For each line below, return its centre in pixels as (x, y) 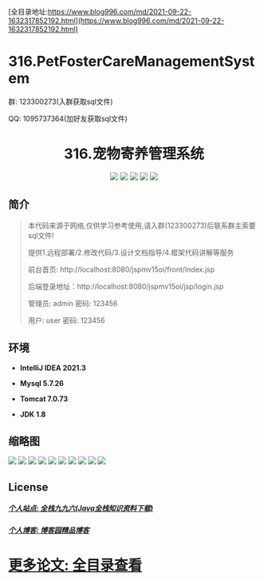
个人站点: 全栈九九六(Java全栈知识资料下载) (81, 508)
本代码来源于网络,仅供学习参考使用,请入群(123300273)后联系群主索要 (142, 225)
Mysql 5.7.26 (41, 383)
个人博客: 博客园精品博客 (49, 530)
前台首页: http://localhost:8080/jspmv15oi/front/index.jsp (121, 269)
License (28, 487)
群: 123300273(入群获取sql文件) (61, 101)
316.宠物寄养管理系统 (134, 154)
